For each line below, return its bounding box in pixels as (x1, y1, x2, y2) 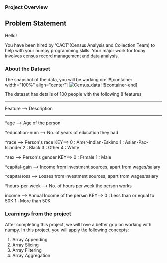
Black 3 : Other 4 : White (29, 145, 80, 151)
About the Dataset (5, 65, 51, 72)
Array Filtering (12, 247, 42, 253)
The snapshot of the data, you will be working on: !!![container (5, 77, 133, 83)
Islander (5, 145, 22, 151)
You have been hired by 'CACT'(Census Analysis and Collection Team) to (5, 42, 155, 48)
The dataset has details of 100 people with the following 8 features (5, 91, 142, 97)
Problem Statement (5, 19, 67, 28)
